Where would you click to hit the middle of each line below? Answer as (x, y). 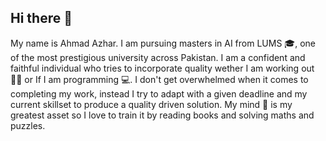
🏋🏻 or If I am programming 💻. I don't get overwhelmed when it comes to (159, 79)
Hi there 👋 (41, 18)
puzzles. (28, 125)
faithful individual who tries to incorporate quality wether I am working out (162, 68)
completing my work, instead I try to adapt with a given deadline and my (159, 93)
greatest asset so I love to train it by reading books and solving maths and (162, 115)
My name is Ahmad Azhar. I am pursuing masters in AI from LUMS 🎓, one (163, 43)
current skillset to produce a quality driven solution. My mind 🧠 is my (151, 104)
